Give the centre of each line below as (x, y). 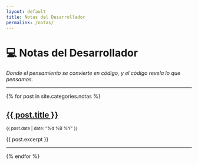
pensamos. (20, 80)
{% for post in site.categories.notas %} (54, 96)
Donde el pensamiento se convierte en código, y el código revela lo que (93, 73)
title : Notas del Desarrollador (46, 17)
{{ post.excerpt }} (27, 140)
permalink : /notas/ (30, 22)
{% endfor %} (23, 156)
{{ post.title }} (32, 115)
